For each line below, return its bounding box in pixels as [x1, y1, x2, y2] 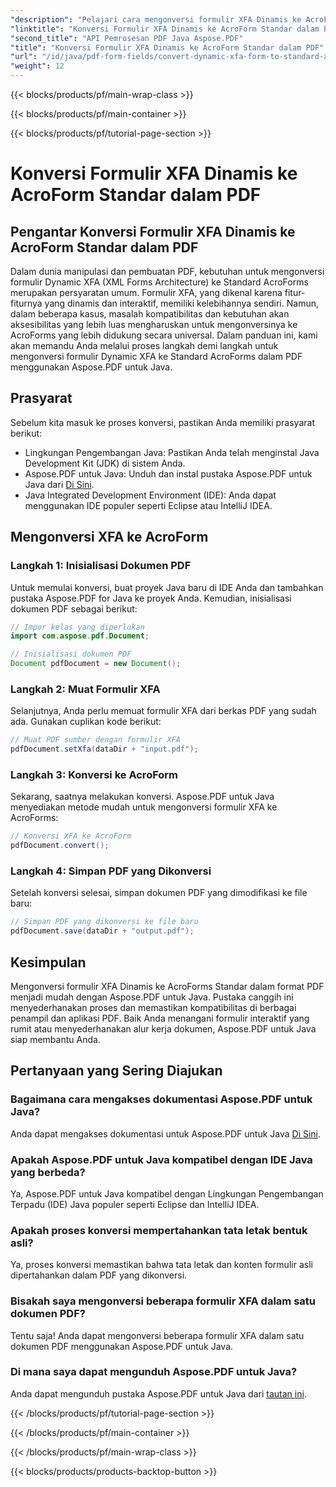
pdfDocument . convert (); [10, 841, 110, 851]
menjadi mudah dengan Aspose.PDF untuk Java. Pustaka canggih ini [10, 991, 294, 1003]
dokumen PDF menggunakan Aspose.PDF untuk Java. [10, 1340, 234, 1352]
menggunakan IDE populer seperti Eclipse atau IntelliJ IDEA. [24, 499, 273, 511]
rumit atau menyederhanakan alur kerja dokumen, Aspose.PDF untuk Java [10, 1022, 317, 1035]
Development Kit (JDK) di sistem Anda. [24, 457, 186, 469]
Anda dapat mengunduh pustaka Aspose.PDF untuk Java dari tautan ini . [10, 1387, 307, 1400]
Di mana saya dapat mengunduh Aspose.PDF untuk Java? [10, 1365, 298, 1379]
